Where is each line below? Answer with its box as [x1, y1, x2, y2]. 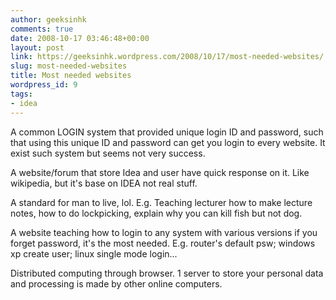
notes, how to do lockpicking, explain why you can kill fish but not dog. [10, 207, 303, 219]
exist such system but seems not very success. [10, 147, 206, 159]
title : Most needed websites [10, 71, 132, 81]
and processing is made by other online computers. [10, 277, 223, 290]
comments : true [10, 24, 74, 34]
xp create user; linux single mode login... [10, 247, 178, 260]
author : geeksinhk [10, 14, 87, 25]
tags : [10, 89, 33, 99]
